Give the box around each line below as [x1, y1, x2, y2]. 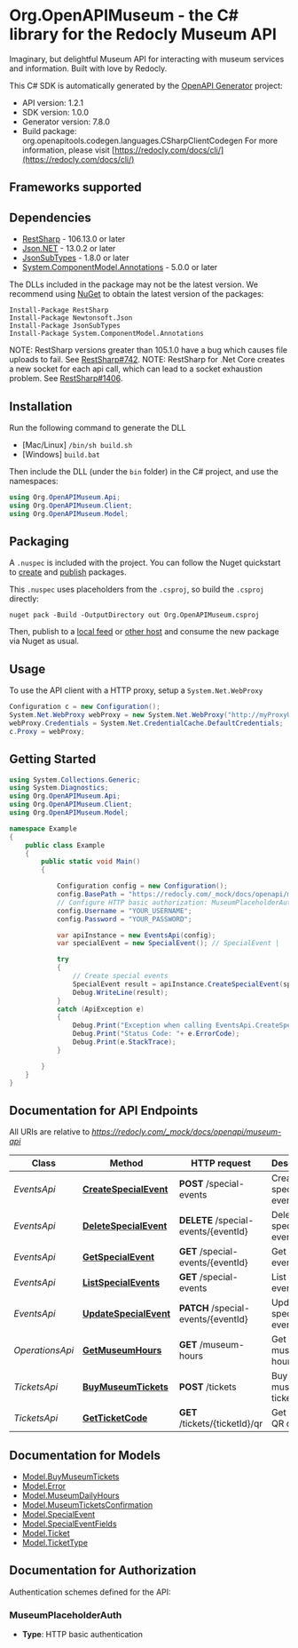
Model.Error [21, 1481, 67, 1492]
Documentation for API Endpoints [9, 1103, 199, 1118]
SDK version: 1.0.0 [21, 107, 90, 117]
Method [109, 1157, 144, 1169]
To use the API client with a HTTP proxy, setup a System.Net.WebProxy [9, 685, 263, 696]
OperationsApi [13, 1344, 74, 1357]
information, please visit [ [21, 144, 115, 155]
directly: [9, 593, 40, 604]
